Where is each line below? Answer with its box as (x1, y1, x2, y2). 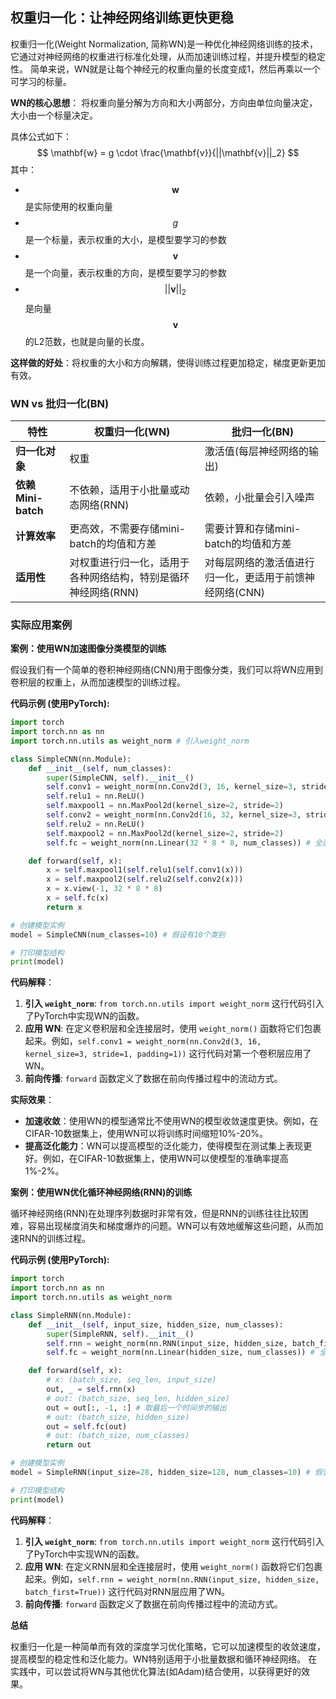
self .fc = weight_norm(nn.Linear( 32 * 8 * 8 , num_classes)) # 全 (46, 838, 323, 848)
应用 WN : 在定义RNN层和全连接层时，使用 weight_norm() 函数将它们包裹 (24, 1560, 323, 1572)
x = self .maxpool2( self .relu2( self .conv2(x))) (46, 874, 244, 885)
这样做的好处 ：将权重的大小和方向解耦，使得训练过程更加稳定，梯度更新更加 (10, 356, 326, 368)
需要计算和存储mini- (204, 521, 302, 535)
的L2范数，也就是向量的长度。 (24, 335, 150, 347)
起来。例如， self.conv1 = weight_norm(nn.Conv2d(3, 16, (24, 1035, 262, 1047)
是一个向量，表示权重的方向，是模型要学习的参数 (24, 266, 227, 278)
